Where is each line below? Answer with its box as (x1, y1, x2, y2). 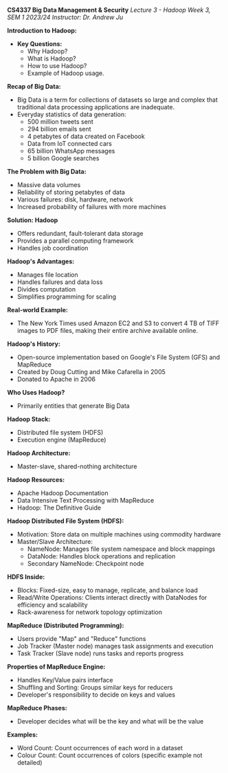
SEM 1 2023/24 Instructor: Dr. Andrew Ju (7, 13, 124, 21)
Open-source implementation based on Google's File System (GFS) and (16, 353, 220, 361)
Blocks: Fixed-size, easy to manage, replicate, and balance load (16, 586, 198, 594)
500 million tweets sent (27, 118, 94, 126)
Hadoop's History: (7, 340, 60, 348)
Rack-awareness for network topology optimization (16, 608, 163, 616)
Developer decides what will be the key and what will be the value (16, 717, 204, 725)
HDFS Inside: (7, 573, 45, 580)
